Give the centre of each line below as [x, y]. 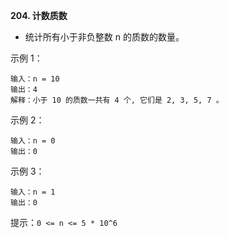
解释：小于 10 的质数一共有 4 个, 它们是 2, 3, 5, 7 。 [117, 100]
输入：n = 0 [33, 141]
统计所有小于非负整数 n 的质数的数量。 [104, 37]
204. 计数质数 [39, 15]
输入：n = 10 [35, 79]
